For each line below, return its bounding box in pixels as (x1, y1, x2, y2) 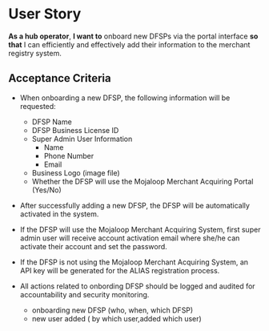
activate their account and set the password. (19, 241, 168, 251)
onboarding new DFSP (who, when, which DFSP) (31, 305, 194, 315)
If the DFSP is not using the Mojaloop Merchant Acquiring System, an (19, 257, 249, 267)
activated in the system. (19, 209, 99, 219)
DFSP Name (31, 117, 72, 127)
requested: (19, 101, 56, 111)
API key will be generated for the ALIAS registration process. (19, 265, 220, 275)
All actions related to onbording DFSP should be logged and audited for (19, 281, 255, 291)
